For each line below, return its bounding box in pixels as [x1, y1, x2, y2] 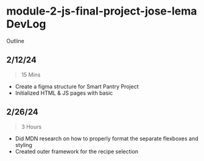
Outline [6, 37, 24, 44]
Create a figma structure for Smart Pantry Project [15, 83, 139, 90]
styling [15, 141, 32, 148]
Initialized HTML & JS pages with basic [15, 89, 113, 97]
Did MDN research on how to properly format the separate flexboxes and [15, 135, 199, 142]
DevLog [6, 17, 46, 31]
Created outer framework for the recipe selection [15, 148, 139, 155]
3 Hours [21, 123, 42, 130]
